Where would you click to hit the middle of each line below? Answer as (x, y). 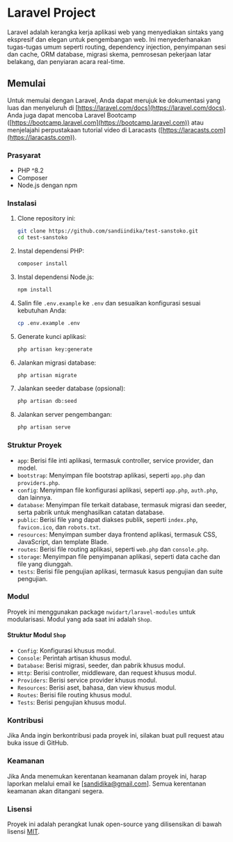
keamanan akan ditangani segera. (56, 791)
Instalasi (22, 203)
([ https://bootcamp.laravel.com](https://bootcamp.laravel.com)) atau (105, 122)
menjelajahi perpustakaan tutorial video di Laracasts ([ (85, 129)
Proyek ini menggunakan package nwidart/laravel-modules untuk (102, 612)
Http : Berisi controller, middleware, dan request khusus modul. (107, 673)
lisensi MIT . (24, 831)
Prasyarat (24, 155)
